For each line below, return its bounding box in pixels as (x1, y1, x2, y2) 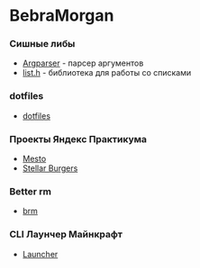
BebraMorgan (9, 5, 114, 26)
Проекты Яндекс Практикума (9, 132, 147, 145)
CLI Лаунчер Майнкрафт (9, 228, 123, 241)
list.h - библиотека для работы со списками (22, 67, 192, 78)
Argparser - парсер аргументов (22, 58, 144, 68)
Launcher (22, 248, 59, 259)
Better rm (9, 185, 52, 198)
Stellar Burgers (22, 163, 78, 174)
